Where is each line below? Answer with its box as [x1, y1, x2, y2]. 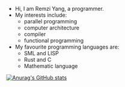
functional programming [23, 37, 84, 44]
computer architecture [23, 24, 80, 31]
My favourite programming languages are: [14, 43, 120, 50]
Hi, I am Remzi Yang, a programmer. [14, 5, 104, 12]
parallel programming [23, 18, 78, 25]
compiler [23, 31, 46, 38]
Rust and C [23, 56, 52, 63]
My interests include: [14, 11, 67, 19]
